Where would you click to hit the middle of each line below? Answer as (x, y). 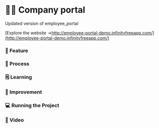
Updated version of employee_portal (42, 23)
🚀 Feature (17, 51)
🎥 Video (15, 120)
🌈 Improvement (24, 92)
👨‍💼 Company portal (45, 10)
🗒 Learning (19, 77)
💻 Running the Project (32, 105)
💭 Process (17, 64)
